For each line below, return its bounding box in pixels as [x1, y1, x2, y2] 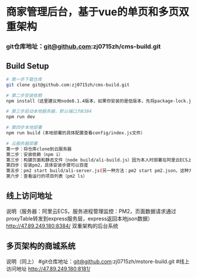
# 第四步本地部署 [6, 124, 42, 131]
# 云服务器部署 [6, 140, 38, 147]
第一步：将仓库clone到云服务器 [6, 146, 72, 152]
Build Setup [6, 61, 49, 71]
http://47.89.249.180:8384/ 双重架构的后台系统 [6, 222, 118, 229]
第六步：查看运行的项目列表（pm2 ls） [6, 174, 88, 179]
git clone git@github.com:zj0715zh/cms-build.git [6, 82, 130, 88]
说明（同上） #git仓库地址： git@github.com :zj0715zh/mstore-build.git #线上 [6, 257, 190, 265]
